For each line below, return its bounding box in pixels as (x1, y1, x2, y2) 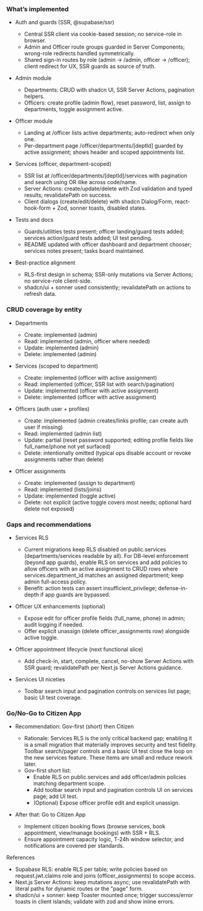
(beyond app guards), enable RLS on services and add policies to (24, 559, 188, 566)
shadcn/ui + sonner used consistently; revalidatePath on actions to (24, 284, 191, 291)
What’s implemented (6, 5, 69, 13)
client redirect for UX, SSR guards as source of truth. (24, 63, 156, 70)
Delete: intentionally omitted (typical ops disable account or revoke (24, 449, 191, 456)
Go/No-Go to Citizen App (6, 709, 82, 717)
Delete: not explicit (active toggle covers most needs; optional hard (24, 498, 192, 506)
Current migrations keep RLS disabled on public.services (24, 546, 167, 553)
